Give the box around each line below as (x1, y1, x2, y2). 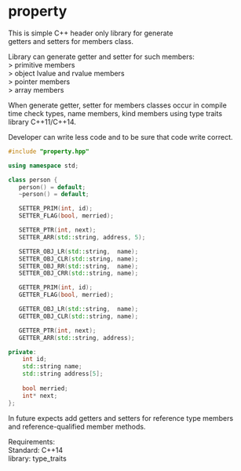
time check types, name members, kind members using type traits (8, 108, 222, 118)
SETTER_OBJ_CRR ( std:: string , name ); (18, 269, 139, 277)
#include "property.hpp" (8, 148, 89, 155)
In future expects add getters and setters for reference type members (8, 413, 234, 422)
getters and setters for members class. (8, 36, 133, 46)
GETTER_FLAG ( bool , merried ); (18, 291, 114, 299)
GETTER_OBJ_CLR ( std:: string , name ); (18, 312, 139, 320)
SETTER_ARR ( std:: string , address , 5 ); (18, 233, 146, 241)
